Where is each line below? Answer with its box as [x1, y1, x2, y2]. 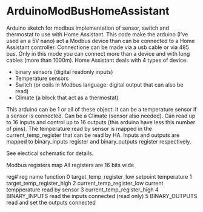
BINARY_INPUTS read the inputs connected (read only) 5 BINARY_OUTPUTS [6, 192, 198, 199]
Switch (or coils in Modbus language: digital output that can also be [15, 81, 184, 88]
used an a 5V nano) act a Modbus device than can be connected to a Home [6, 37, 195, 44]
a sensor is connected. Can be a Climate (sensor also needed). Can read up [6, 112, 196, 119]
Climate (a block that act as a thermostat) [15, 94, 119, 101]
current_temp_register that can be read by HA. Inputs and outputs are [6, 131, 180, 139]
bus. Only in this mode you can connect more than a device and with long [6, 50, 190, 57]
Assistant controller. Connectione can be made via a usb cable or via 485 [6, 44, 190, 51]
